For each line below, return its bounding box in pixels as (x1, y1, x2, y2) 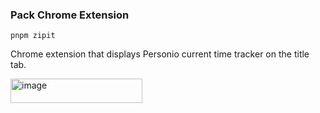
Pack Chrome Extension (10, 8, 130, 22)
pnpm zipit (10, 31, 56, 41)
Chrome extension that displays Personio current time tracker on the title (10, 48, 310, 60)
